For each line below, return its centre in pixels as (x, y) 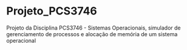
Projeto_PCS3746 (52, 11)
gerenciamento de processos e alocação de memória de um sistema (92, 34)
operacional (21, 40)
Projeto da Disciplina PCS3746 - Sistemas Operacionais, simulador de (93, 28)
